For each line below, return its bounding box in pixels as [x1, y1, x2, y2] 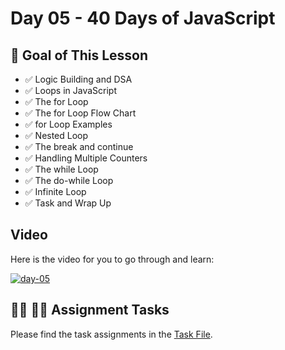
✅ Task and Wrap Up [24, 197, 112, 209]
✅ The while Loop [24, 163, 99, 175]
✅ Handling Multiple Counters [24, 152, 148, 164]
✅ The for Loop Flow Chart [24, 107, 137, 119]
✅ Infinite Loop [24, 186, 87, 197]
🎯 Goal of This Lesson [10, 47, 149, 64]
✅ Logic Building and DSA [24, 73, 133, 85]
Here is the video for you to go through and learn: [10, 253, 215, 265]
